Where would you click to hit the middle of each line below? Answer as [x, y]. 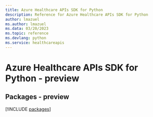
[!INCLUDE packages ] [28, 109]
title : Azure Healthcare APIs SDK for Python [54, 10]
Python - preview [42, 78]
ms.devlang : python [26, 38]
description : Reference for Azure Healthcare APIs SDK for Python [77, 15]
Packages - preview [37, 97]
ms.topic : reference [27, 33]
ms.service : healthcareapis [35, 43]
